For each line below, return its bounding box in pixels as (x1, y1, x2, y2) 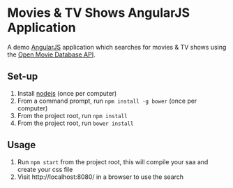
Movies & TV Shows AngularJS (7, 5, 190, 21)
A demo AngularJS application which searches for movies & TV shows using (7, 43, 227, 51)
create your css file (17, 165, 73, 173)
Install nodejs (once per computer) (17, 89, 117, 97)
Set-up (7, 71, 38, 82)
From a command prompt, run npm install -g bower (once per (17, 96, 197, 105)
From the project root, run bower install (17, 119, 134, 127)
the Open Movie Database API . (7, 50, 96, 59)
